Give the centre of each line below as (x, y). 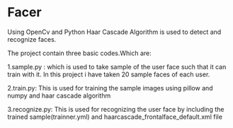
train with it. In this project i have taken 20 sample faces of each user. (109, 74)
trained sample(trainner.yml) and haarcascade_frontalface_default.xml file (115, 117)
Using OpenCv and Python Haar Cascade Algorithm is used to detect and (114, 32)
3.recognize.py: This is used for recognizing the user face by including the (116, 109)
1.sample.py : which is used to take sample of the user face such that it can (117, 66)
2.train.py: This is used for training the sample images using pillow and (110, 88)
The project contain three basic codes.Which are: (80, 53)
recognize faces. (32, 39)
